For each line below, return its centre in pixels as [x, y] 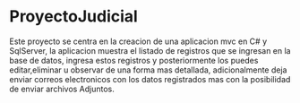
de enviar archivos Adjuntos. [62, 89]
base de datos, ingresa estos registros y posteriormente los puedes [134, 60]
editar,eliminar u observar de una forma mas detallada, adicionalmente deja [148, 70]
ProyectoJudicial [74, 17]
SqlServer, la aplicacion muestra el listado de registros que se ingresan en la [150, 50]
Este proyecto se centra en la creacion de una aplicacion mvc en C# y [138, 41]
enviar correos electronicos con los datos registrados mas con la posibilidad [150, 79]
